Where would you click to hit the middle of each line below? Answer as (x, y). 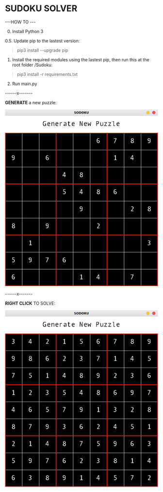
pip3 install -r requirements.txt (47, 74)
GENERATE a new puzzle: (31, 102)
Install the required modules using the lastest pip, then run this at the (81, 59)
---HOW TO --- (20, 22)
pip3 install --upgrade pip (42, 50)
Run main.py (24, 84)
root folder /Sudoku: (32, 65)
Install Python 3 (28, 31)
